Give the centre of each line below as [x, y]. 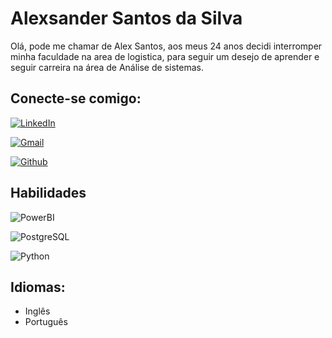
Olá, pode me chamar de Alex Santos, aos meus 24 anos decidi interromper [166, 46]
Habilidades [48, 193]
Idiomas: [38, 287]
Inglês [37, 311]
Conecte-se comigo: [76, 98]
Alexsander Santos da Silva [126, 18]
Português [46, 322]
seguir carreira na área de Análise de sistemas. [107, 67]
